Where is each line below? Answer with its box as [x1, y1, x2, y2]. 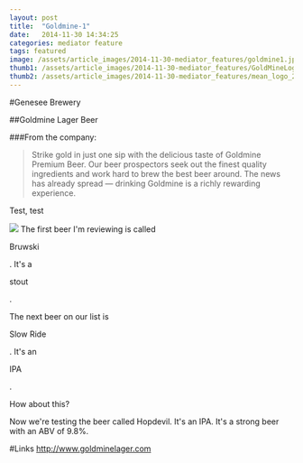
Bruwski [9, 241, 40, 252]
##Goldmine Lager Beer [9, 114, 99, 125]
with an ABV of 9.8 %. [9, 425, 89, 436]
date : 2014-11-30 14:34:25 [9, 30, 119, 39]
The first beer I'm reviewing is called [20, 223, 156, 235]
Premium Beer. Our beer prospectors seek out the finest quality [31, 159, 268, 170]
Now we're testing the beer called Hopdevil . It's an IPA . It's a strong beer [9, 416, 280, 427]
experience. [31, 187, 77, 199]
